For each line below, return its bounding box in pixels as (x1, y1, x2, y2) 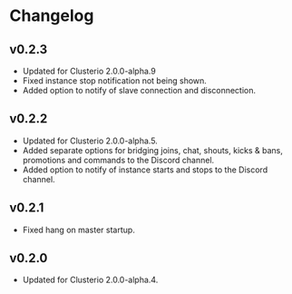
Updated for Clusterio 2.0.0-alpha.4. (22, 274, 159, 286)
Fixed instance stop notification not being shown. (22, 75, 207, 86)
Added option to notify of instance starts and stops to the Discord (22, 164, 268, 175)
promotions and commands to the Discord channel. (22, 154, 215, 165)
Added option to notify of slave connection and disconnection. (22, 85, 257, 95)
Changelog (9, 5, 94, 26)
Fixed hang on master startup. (22, 224, 136, 235)
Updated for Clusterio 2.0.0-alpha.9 (22, 65, 156, 76)
